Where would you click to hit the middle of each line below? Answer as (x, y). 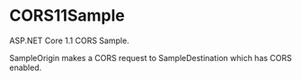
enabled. (26, 67)
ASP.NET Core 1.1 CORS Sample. (70, 40)
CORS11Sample (67, 16)
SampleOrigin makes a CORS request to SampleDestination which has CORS (150, 58)
